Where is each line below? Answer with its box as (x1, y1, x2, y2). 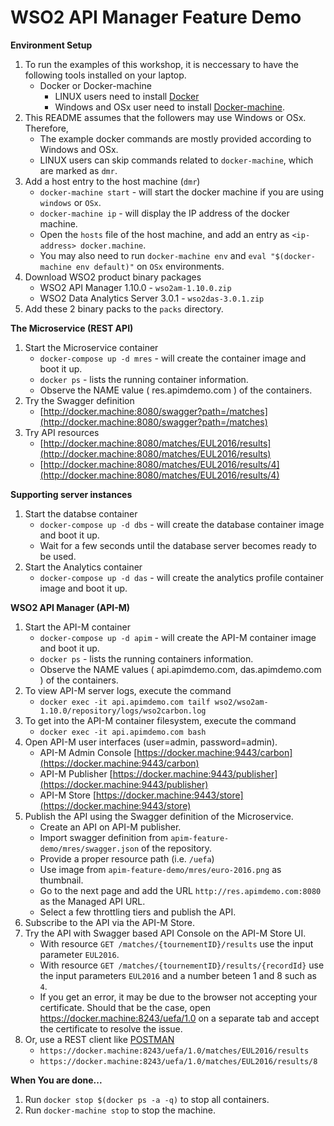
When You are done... (10, 1074, 103, 1086)
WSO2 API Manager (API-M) (10, 601, 131, 613)
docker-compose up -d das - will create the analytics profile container (39, 571, 325, 583)
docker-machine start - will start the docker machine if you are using (39, 186, 325, 198)
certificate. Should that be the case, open (39, 1001, 211, 1013)
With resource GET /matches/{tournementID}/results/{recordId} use (39, 959, 325, 971)
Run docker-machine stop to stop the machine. (24, 1104, 216, 1116)
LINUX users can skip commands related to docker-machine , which (39, 154, 314, 166)
